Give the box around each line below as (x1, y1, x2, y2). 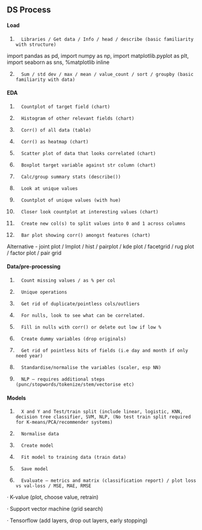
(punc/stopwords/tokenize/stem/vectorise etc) (15, 382, 135, 388)
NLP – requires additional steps (21, 376, 105, 382)
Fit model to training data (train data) (21, 455, 127, 461)
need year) (15, 353, 43, 359)
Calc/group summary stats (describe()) (21, 174, 121, 180)
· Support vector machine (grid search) (7, 505, 103, 513)
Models (7, 394, 26, 402)
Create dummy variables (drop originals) (21, 336, 127, 342)
